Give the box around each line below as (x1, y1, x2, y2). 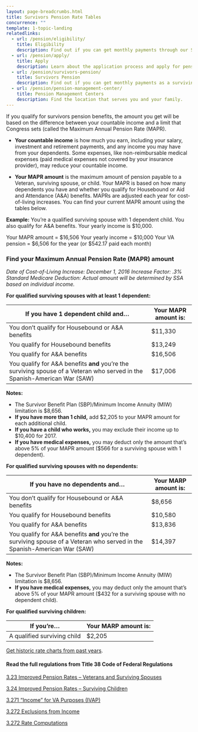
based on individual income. (6, 280, 75, 287)
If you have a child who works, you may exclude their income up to (14, 426, 179, 433)
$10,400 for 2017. (14, 432, 57, 439)
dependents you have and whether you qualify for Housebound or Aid (14, 185, 184, 192)
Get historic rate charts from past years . (6, 647, 103, 654)
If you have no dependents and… (29, 480, 126, 488)
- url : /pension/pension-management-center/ (11, 86, 123, 91)
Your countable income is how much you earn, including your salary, (14, 136, 183, 143)
